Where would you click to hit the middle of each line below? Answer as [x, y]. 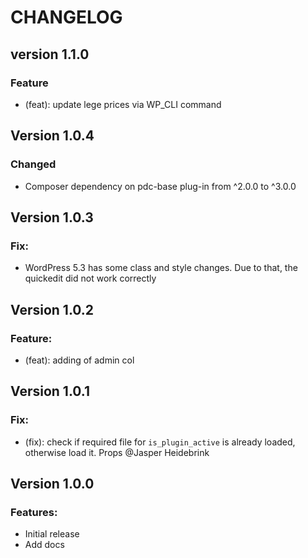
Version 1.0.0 [52, 484]
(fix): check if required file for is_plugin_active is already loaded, [160, 442]
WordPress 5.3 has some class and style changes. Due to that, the [161, 268]
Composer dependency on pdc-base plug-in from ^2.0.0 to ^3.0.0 [160, 186]
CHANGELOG [66, 17]
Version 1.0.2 [52, 309]
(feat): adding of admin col [79, 360]
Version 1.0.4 [52, 136]
